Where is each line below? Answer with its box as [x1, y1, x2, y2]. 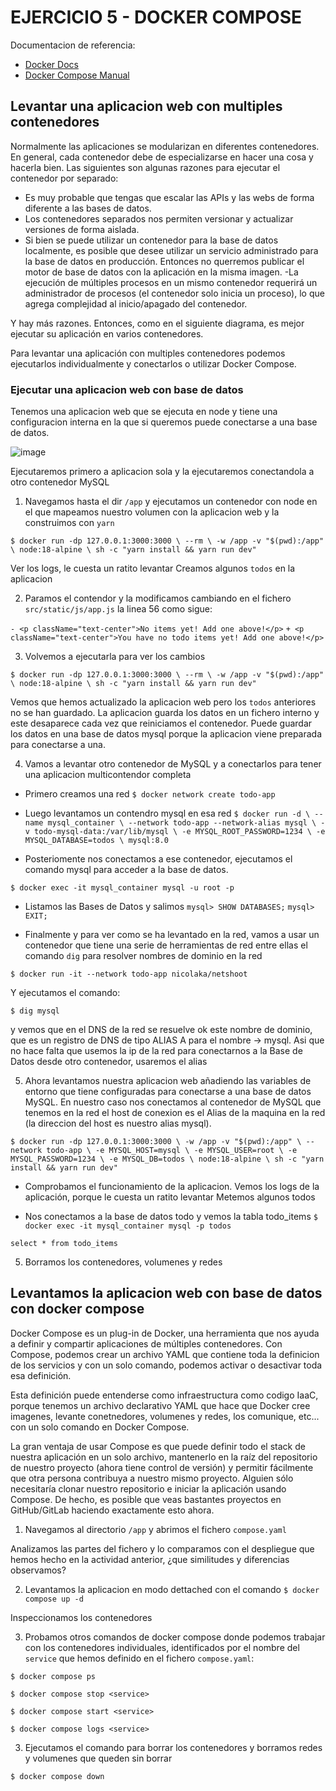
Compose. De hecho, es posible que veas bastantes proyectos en [10, 1493, 282, 1505]
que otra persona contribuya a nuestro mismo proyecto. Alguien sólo [10, 1472, 294, 1484]
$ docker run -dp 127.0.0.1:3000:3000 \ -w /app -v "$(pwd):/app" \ [10, 1137, 302, 1147]
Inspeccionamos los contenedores [10, 1611, 153, 1623]
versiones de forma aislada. [24, 223, 140, 235]
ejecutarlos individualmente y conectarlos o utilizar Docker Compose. [10, 357, 297, 370]
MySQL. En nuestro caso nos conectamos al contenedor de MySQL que [24, 1096, 322, 1108]
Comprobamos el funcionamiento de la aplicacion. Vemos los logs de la [24, 1181, 320, 1193]
